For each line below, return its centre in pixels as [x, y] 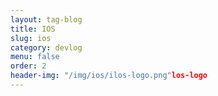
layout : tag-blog [46, 19]
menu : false [35, 57]
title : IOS [33, 29]
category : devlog [46, 47]
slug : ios [31, 38]
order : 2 [28, 66]
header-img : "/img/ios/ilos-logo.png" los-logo [109, 76]
